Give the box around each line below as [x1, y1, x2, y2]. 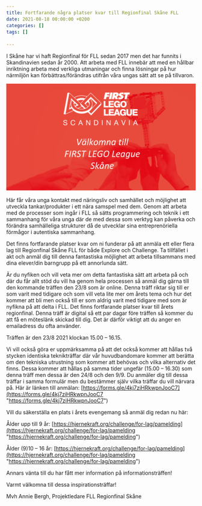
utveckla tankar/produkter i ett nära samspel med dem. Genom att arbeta [6, 203, 187, 210]
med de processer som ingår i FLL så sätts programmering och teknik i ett [6, 209, 189, 217]
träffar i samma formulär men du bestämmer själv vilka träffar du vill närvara [6, 378, 195, 385]
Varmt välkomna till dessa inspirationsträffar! [6, 481, 117, 489]
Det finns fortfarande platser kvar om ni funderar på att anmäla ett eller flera [6, 240, 194, 247]
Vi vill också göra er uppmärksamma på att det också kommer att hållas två [6, 346, 193, 353]
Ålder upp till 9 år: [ [6, 420, 54, 428]
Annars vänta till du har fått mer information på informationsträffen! [6, 469, 173, 476]
